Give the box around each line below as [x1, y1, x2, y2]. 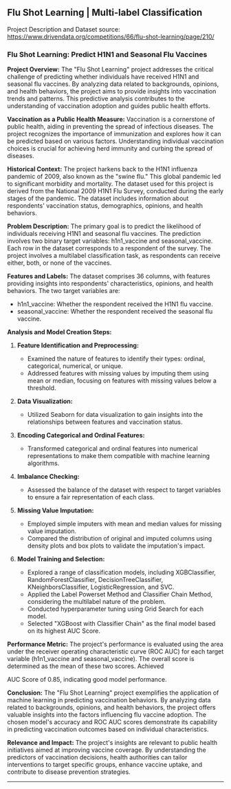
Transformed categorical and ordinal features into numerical [27, 444, 198, 453]
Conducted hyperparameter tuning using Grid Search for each [27, 605, 204, 613]
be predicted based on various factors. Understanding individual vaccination [7, 137, 224, 145]
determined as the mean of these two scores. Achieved [7, 662, 164, 671]
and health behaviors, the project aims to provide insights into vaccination [7, 87, 217, 96]
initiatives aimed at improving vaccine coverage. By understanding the [7, 746, 206, 754]
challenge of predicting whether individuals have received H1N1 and [7, 73, 199, 81]
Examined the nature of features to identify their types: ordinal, [27, 355, 206, 363]
